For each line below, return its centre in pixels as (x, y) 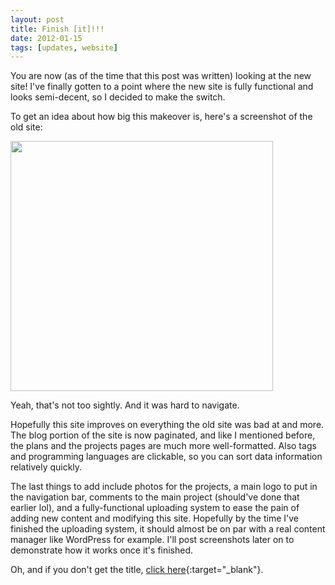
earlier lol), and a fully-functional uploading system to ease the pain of (155, 508)
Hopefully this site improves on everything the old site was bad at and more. (167, 425)
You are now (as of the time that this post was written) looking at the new (161, 76)
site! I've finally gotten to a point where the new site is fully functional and (162, 87)
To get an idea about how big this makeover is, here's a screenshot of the (161, 117)
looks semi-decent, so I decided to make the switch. (118, 97)
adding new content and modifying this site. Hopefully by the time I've (155, 518)
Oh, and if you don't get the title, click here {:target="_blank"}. (137, 570)
